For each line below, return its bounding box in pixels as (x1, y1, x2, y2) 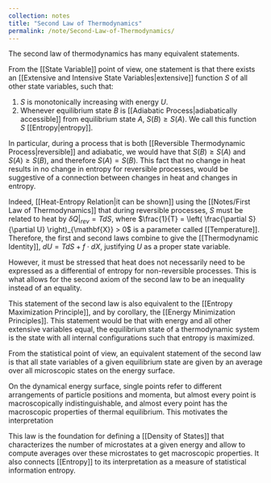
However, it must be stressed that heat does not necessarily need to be (8, 257, 246, 267)
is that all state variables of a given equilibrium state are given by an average (8, 357, 263, 367)
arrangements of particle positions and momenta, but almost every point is (8, 390, 256, 400)
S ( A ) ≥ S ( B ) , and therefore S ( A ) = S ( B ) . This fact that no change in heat (8, 156, 246, 165)
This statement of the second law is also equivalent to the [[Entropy (8, 299, 233, 309)
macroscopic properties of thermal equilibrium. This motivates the (8, 407, 228, 417)
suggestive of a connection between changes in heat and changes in (8, 173, 238, 182)
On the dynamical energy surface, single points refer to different (8, 381, 222, 391)
